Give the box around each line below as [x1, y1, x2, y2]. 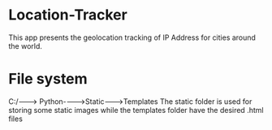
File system [8, 70, 88, 89]
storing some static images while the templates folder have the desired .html [8, 105, 264, 115]
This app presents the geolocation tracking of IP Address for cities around [8, 32, 256, 42]
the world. [8, 41, 43, 50]
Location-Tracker [8, 6, 127, 24]
